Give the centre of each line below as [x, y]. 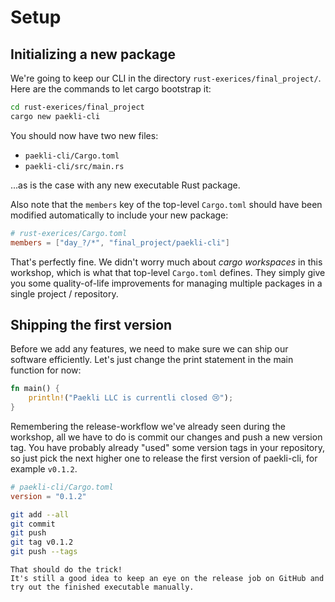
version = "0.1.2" [48, 496]
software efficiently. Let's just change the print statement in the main [152, 360]
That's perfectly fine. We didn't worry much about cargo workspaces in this [166, 262]
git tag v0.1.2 [42, 542]
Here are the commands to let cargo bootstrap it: [111, 89]
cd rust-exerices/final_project [77, 107]
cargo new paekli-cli [55, 116]
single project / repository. [64, 293]
